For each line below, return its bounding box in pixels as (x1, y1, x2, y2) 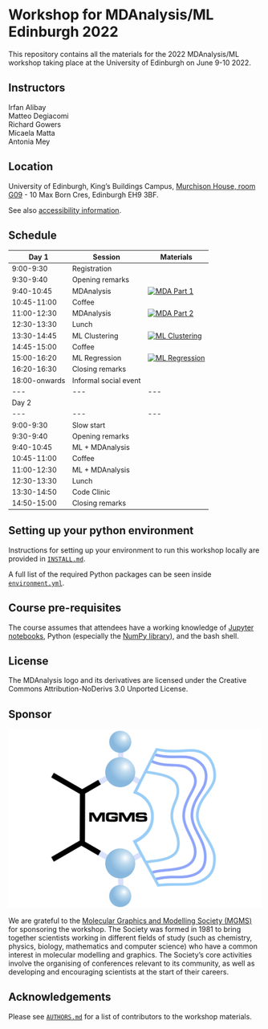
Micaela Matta (8, 128, 55, 137)
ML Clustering (71, 331, 119, 341)
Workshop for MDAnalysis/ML (8, 6, 214, 24)
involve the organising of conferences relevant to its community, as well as (8, 958, 255, 968)
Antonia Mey (8, 137, 51, 146)
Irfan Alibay (8, 102, 47, 112)
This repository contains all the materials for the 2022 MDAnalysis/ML (8, 49, 239, 59)
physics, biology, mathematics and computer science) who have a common (8, 941, 258, 951)
